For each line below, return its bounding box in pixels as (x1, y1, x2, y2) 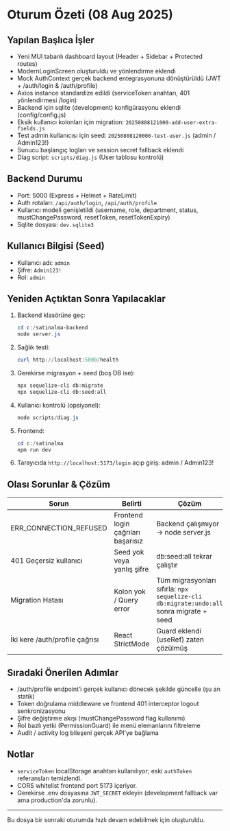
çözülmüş (156, 644, 188, 653)
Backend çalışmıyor (156, 519, 220, 528)
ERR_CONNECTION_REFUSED (10, 524, 107, 533)
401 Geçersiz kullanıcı (10, 556, 83, 565)
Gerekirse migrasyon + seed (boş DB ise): (16, 369, 136, 377)
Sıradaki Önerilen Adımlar (7, 666, 119, 679)
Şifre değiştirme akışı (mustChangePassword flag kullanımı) (16, 714, 186, 723)
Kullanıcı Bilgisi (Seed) (7, 240, 105, 252)
